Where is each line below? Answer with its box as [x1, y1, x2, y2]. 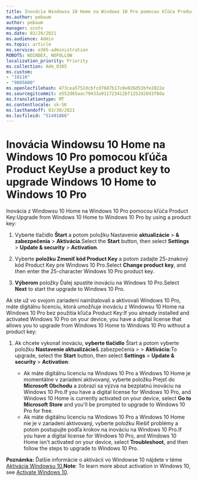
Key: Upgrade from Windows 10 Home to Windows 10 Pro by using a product [6, 214, 192, 221]
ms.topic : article [6, 42, 51, 48]
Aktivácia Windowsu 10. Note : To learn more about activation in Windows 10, [6, 463, 190, 470]
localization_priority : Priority [6, 58, 88, 64]
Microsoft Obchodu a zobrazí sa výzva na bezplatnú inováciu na [23, 382, 181, 389]
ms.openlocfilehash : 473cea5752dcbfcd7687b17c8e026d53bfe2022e [6, 85, 165, 91]
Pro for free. [23, 407, 53, 414]
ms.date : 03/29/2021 [6, 31, 57, 37]
